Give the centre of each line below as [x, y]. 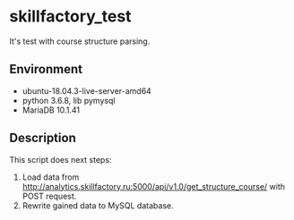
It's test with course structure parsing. [80, 41]
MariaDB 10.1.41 [51, 110]
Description [43, 138]
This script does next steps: [61, 159]
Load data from [51, 177]
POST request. [49, 196]
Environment [46, 69]
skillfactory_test [70, 17]
